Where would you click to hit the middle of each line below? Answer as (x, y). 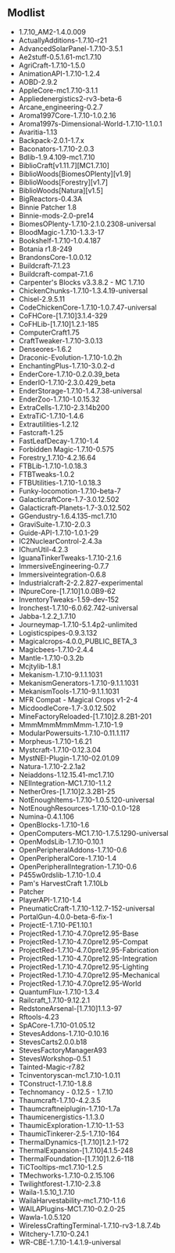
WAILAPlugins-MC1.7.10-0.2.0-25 (72, 1208)
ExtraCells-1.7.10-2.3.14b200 (64, 407)
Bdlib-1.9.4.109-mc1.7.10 (57, 157)
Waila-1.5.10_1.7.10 (46, 1192)
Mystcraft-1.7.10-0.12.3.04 (60, 749)
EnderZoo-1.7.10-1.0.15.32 (59, 399)
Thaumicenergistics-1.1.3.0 (61, 1117)
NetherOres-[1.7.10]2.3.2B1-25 (67, 791)
